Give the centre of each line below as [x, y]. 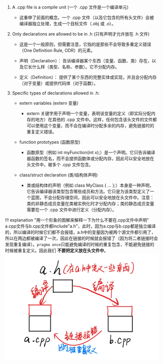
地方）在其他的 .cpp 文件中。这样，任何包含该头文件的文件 [94, 119]
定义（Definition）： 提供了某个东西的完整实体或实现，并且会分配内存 [88, 77]
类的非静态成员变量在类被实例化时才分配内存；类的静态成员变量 [90, 203]
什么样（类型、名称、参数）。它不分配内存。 [76, 67]
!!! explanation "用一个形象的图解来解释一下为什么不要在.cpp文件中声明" [77, 220]
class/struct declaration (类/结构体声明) [58, 175]
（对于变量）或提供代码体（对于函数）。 [59, 83]
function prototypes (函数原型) [50, 142]
